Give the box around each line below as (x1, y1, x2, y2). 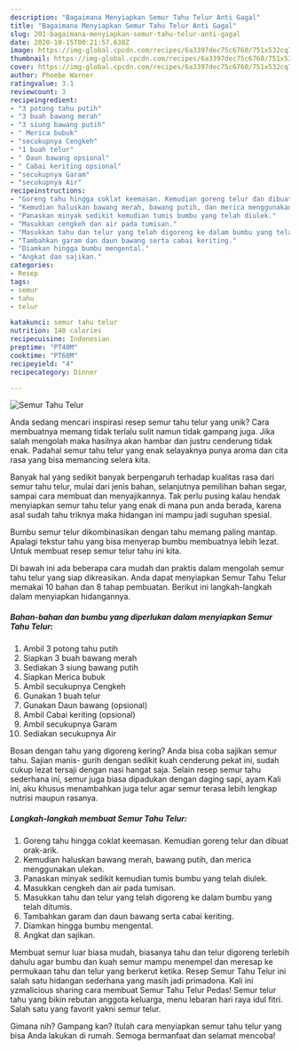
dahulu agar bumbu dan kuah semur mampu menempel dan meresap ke (10, 957, 273, 967)
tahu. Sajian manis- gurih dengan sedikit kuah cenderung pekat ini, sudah (10, 755, 279, 766)
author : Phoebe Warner (10, 71, 94, 80)
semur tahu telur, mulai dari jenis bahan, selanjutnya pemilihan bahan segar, (10, 481, 287, 492)
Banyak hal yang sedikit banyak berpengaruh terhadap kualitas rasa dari (10, 472, 274, 482)
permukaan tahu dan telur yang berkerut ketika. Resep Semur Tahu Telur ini (10, 966, 287, 977)
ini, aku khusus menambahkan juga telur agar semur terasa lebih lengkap (10, 784, 278, 794)
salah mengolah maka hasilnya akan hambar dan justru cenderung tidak (10, 436, 273, 447)
